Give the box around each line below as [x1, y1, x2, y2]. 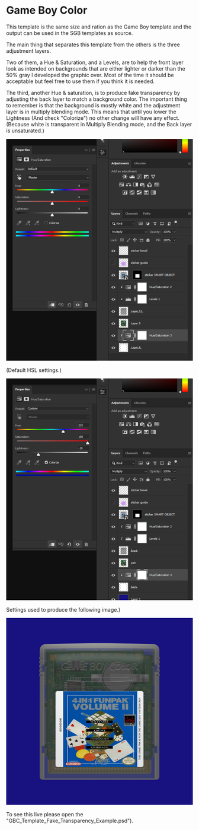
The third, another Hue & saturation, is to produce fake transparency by [6, 89, 181, 96]
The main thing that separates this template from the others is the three [6, 41, 181, 48]
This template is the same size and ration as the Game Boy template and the [6, 23, 192, 30]
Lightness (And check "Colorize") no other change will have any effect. [6, 114, 179, 122]
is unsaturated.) [6, 127, 44, 134]
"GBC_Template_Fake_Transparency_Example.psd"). [6, 817, 133, 824]
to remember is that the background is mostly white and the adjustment [6, 101, 181, 109]
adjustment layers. [6, 47, 52, 54]
